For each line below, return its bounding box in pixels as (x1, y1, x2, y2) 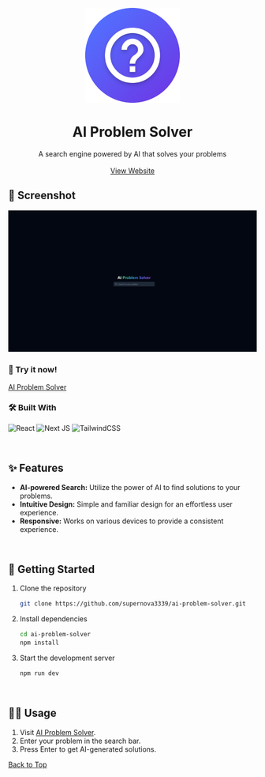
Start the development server (19, 653, 116, 663)
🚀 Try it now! (8, 364, 58, 375)
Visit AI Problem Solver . (19, 727, 96, 737)
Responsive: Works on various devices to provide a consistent (19, 516, 224, 526)
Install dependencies (19, 614, 88, 624)
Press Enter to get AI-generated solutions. (19, 744, 156, 754)
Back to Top (8, 760, 47, 769)
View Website (110, 166, 155, 175)
